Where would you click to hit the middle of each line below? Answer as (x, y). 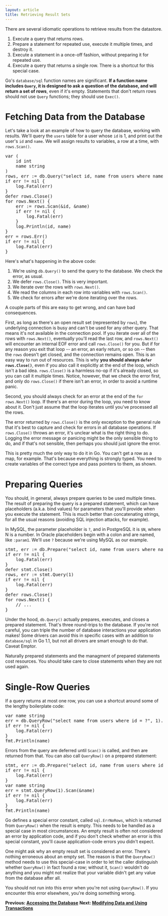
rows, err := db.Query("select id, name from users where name (84, 176)
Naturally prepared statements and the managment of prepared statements (82, 656)
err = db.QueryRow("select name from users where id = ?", (79, 721)
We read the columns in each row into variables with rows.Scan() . (80, 293)
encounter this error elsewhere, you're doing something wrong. (70, 893)
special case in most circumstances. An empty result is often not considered (84, 831)
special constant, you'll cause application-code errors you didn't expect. (80, 842)
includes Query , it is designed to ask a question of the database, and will (81, 85)
